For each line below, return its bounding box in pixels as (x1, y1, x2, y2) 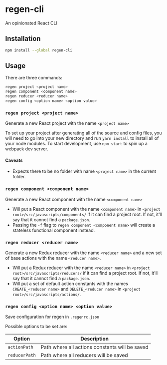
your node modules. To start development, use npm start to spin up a (5, 141, 148, 147)
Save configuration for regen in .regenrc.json (5, 314, 100, 320)
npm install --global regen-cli (5, 47, 72, 53)
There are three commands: (5, 75, 62, 81)
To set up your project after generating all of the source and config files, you (5, 130, 162, 136)
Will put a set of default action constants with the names (12, 281, 128, 287)
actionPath (7, 345, 33, 350)
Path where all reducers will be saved (40, 352, 128, 359)
